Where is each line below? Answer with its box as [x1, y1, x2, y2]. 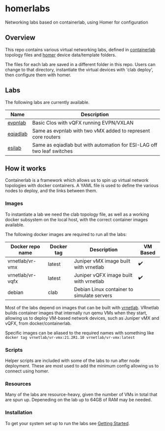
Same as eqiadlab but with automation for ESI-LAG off [32, 141, 158, 148]
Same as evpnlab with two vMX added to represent [32, 127, 150, 134]
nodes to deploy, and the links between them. [5, 188, 97, 194]
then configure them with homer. [5, 72, 71, 78]
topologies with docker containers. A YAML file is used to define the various [5, 183, 159, 189]
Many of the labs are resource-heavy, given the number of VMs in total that [5, 392, 158, 398]
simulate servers [74, 292, 112, 298]
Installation [5, 409, 33, 416]
